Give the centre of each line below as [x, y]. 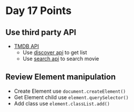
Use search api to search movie [61, 59]
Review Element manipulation [61, 77]
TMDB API [26, 46]
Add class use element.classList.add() [62, 103]
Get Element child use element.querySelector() [71, 97]
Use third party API [41, 32]
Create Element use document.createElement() [70, 91]
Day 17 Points [39, 11]
